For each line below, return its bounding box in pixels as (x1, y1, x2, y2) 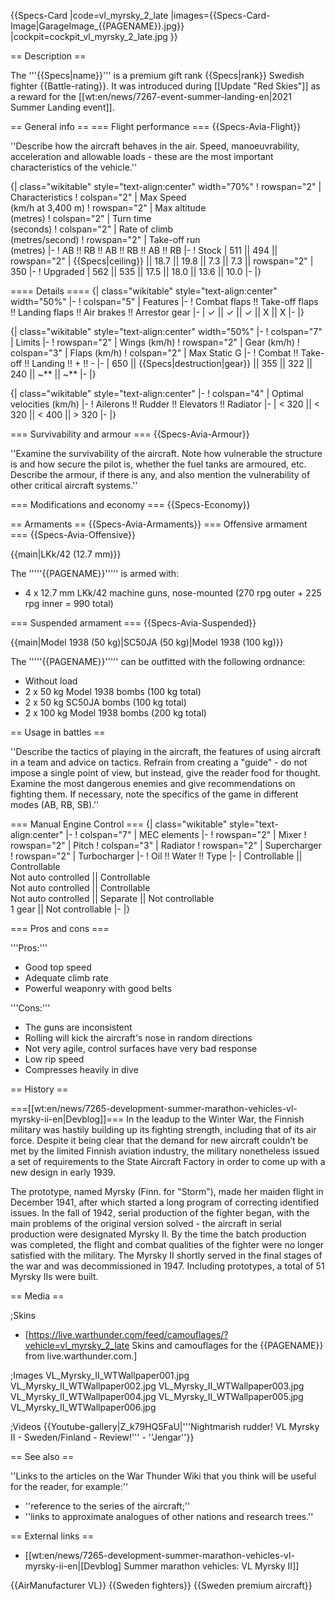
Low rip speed (24, 1053, 85, 1065)
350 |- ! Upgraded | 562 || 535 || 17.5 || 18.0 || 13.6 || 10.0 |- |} (10, 266, 262, 277)
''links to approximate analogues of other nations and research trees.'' (24, 1511, 314, 1522)
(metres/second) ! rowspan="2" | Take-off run (10, 234, 201, 245)
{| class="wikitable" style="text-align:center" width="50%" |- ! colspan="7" (10, 326, 323, 337)
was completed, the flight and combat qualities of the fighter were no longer (10, 1239, 325, 1250)
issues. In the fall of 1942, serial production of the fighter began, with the (10, 1207, 310, 1219)
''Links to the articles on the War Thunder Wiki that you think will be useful (10, 1470, 317, 1482)
